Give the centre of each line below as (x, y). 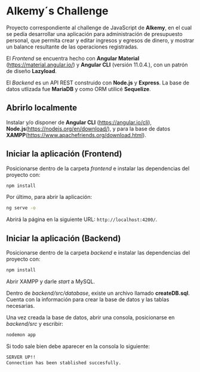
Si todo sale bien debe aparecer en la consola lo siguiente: (78, 346)
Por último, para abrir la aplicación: (49, 197)
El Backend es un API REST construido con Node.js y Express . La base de (98, 83)
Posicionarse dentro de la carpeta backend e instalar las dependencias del (98, 253)
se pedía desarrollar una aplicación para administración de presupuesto (95, 34)
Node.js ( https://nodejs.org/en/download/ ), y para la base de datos (88, 128)
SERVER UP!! (21, 357)
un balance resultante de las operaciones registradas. (72, 47)
